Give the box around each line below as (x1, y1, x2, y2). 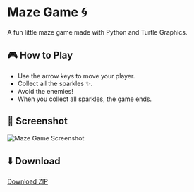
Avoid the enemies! (17, 87, 74, 95)
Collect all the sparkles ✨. (17, 79, 93, 88)
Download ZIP (7, 177, 48, 186)
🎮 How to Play (7, 49, 73, 61)
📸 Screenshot (7, 115, 68, 127)
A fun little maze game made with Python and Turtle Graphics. (7, 28, 188, 36)
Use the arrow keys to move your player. (17, 71, 135, 80)
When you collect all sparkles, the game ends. (17, 95, 152, 103)
